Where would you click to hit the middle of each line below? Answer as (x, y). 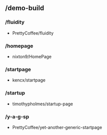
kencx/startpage (29, 80)
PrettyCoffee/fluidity (33, 33)
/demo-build (25, 8)
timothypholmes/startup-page (43, 104)
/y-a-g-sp (17, 117)
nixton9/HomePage (32, 56)
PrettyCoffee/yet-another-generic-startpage (57, 127)
